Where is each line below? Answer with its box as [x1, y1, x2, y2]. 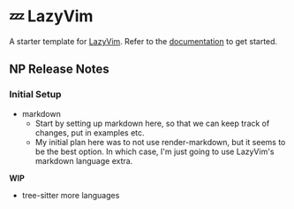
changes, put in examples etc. [34, 127, 145, 138]
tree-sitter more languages [21, 190, 120, 200]
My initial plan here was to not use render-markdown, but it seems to [34, 136, 286, 147]
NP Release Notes [9, 62, 110, 77]
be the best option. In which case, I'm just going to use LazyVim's [34, 146, 275, 157]
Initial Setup [9, 89, 62, 101]
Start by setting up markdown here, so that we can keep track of [34, 118, 270, 128]
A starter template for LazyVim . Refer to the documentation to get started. [9, 35, 278, 46]
